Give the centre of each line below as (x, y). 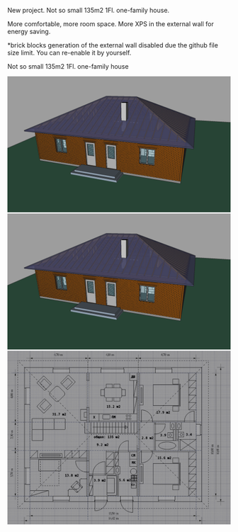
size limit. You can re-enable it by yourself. (69, 53)
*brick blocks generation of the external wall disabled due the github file (113, 45)
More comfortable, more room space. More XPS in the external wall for (110, 24)
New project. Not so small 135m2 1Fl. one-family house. (89, 10)
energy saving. (29, 32)
